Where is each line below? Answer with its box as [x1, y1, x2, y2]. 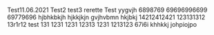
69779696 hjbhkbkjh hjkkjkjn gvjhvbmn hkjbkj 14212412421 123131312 [7, 13, 206, 21]
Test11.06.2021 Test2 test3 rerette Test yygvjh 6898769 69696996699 [7, 6, 208, 14]
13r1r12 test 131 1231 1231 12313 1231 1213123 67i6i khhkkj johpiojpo [7, 21, 197, 28]
